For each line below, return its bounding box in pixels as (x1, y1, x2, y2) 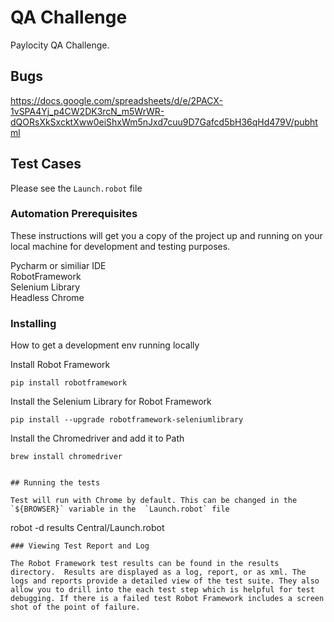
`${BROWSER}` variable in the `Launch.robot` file (10, 504, 230, 515)
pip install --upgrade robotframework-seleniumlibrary (10, 415, 244, 425)
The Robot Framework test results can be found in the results (10, 559, 280, 569)
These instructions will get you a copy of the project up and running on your (10, 229, 323, 241)
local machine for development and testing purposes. (10, 240, 231, 252)
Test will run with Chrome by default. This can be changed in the (10, 496, 298, 506)
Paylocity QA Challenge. (10, 39, 110, 51)
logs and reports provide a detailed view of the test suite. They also (10, 576, 320, 586)
